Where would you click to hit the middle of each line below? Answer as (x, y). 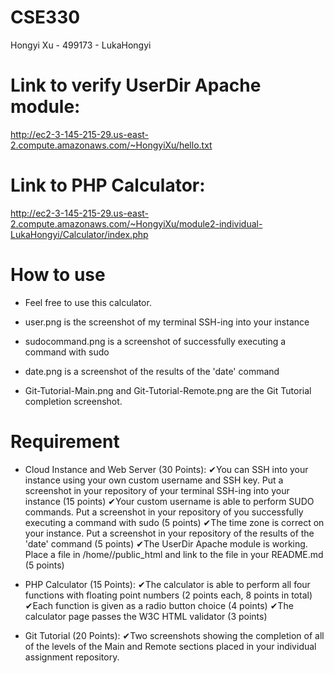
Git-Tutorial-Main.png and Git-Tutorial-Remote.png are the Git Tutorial (168, 390)
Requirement (65, 441)
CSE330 (45, 17)
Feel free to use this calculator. (88, 302)
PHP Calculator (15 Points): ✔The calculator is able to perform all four (167, 584)
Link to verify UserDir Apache (136, 85)
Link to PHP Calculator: (108, 185)
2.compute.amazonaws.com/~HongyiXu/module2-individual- (136, 223)
